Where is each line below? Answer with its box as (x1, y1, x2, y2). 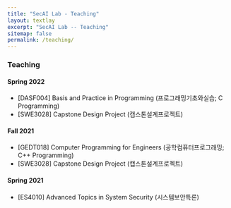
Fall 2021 (7, 126, 35, 135)
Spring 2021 (7, 176, 44, 185)
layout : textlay (7, 17, 55, 24)
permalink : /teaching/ (7, 37, 74, 44)
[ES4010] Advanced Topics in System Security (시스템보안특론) (17, 192, 200, 201)
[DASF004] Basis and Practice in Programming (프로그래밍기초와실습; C (17, 94, 223, 102)
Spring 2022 (7, 77, 45, 85)
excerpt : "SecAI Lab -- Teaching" (7, 23, 109, 30)
